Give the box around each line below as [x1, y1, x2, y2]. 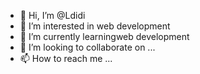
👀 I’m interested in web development [19, 20, 171, 32]
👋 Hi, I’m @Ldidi [19, 10, 86, 21]
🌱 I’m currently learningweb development [19, 31, 190, 42]
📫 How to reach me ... [19, 53, 113, 64]
